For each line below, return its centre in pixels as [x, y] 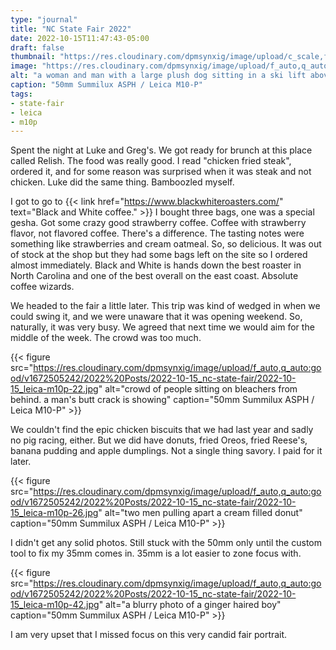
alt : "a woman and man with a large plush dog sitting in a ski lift [158, 76]
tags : [21, 94]
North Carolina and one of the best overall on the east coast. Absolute [154, 276]
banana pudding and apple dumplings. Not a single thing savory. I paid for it [166, 451]
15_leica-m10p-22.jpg [54, 389]
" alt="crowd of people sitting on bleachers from [198, 389]
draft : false [37, 47]
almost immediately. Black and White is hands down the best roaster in [156, 265]
